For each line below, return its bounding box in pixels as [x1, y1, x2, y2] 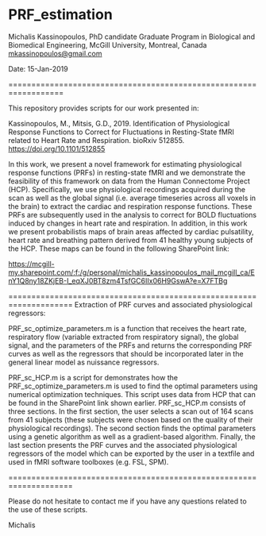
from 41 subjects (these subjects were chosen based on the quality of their [8, 415, 253, 424]
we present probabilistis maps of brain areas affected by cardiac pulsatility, [8, 226, 254, 236]
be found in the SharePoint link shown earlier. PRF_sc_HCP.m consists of [8, 398, 246, 407]
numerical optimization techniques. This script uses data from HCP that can [8, 389, 256, 399]
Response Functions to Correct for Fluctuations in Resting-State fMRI [8, 127, 234, 137]
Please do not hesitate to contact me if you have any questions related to [8, 496, 248, 506]
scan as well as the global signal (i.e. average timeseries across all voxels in [8, 193, 256, 202]
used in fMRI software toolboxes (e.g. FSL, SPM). [8, 457, 169, 466]
